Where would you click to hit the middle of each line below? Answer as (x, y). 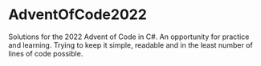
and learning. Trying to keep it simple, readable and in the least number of (130, 45)
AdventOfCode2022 (77, 15)
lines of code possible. (46, 53)
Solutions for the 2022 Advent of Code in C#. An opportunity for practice (129, 37)
